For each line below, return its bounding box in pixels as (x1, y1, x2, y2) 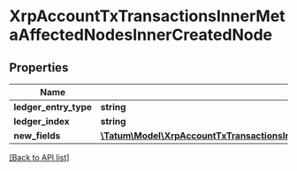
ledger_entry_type (13, 101, 93, 113)
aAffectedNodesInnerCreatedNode (9, 25, 273, 45)
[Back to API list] (9, 152, 70, 162)
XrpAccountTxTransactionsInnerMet (9, 6, 286, 26)
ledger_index (13, 115, 70, 127)
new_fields (13, 130, 61, 142)
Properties (9, 60, 69, 75)
